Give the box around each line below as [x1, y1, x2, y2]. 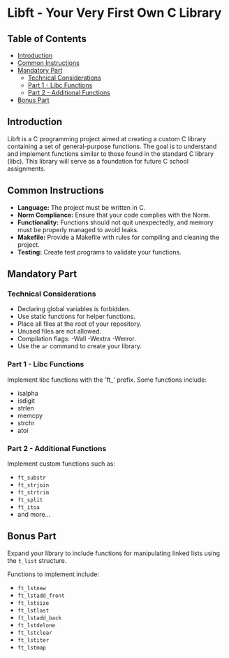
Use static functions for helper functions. [17, 313, 136, 321]
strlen [17, 403, 35, 412]
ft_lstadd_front [17, 592, 65, 599]
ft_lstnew [17, 585, 47, 592]
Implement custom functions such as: [7, 459, 115, 468]
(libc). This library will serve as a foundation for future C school [7, 157, 189, 165]
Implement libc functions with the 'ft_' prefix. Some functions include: [7, 376, 207, 384]
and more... [17, 510, 51, 518]
